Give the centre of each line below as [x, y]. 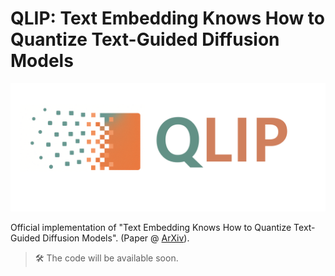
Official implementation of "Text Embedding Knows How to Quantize [151, 227]
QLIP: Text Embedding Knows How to [168, 18]
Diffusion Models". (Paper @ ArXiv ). [116, 238]
